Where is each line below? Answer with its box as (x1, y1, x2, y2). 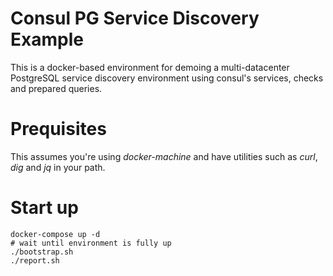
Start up (10, 197, 79, 219)
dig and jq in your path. (10, 161, 106, 173)
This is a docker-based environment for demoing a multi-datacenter (10, 61, 290, 73)
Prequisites (10, 118, 107, 141)
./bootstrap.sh (10, 247, 74, 257)
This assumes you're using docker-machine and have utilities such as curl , (10, 150, 318, 162)
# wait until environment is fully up (10, 238, 172, 248)
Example (10, 28, 84, 51)
